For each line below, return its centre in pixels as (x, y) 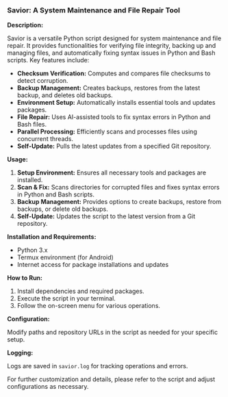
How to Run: (25, 278)
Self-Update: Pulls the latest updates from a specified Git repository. (114, 146)
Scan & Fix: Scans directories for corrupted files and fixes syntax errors (118, 188)
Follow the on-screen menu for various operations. (89, 306)
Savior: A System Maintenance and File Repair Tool (93, 10)
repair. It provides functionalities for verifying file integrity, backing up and (112, 46)
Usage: (18, 159)
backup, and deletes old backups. (65, 95)
